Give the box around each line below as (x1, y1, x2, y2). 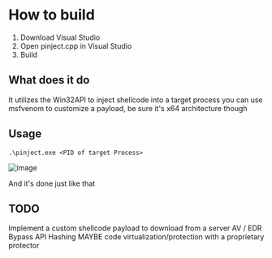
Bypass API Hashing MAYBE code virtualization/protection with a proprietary (8, 232, 265, 242)
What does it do (8, 73, 90, 87)
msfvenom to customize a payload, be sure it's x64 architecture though (8, 103, 248, 113)
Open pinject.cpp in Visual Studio (19, 41, 132, 50)
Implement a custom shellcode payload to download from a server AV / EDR (8, 223, 262, 233)
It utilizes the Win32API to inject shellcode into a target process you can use (8, 95, 263, 105)
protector (8, 241, 40, 251)
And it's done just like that (8, 178, 96, 188)
